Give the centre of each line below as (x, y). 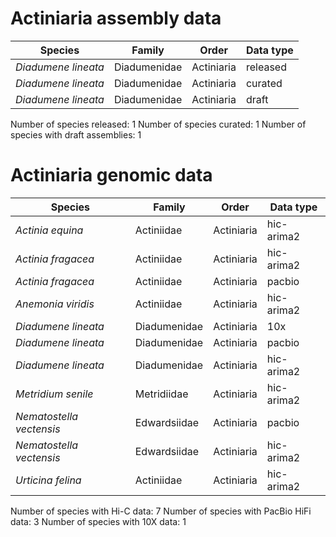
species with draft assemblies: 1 (76, 134)
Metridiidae (161, 394)
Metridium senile (54, 394)
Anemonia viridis (55, 304)
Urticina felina (48, 480)
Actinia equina (49, 230)
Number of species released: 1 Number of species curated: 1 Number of (158, 124)
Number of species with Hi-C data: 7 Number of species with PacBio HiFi (161, 511)
